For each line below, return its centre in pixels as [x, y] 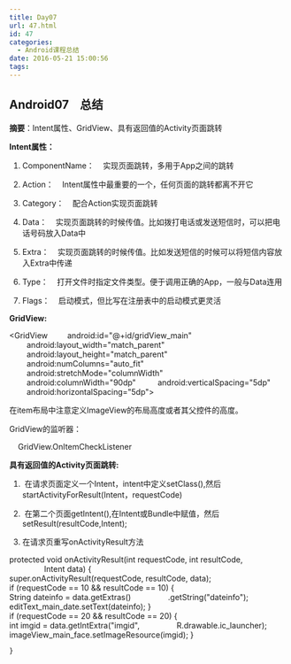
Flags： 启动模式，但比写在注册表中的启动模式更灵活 [122, 300]
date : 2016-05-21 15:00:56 [59, 58]
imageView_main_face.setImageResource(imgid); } [102, 635]
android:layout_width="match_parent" [96, 344]
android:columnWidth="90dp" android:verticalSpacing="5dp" [149, 382]
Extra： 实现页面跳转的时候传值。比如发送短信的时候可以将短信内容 [148, 251]
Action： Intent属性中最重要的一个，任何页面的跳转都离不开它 [138, 184]
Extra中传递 [51, 263]
